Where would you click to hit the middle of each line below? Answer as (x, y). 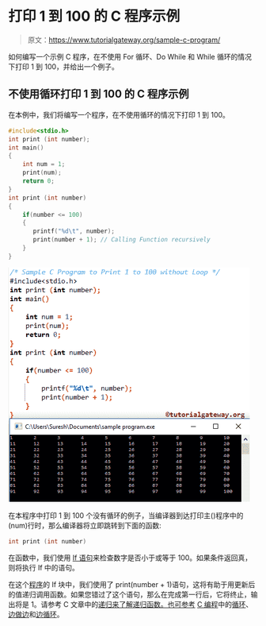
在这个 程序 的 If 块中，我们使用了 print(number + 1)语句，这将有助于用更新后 (132, 584)
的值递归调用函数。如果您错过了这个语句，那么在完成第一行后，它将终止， (129, 594)
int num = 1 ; (44, 164)
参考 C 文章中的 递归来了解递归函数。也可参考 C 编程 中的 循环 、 (150, 604)
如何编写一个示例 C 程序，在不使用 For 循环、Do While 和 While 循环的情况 (130, 56)
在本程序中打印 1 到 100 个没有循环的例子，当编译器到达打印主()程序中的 (126, 515)
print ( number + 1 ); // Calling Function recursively (122, 240)
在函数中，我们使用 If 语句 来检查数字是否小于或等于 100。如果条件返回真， (130, 558)
